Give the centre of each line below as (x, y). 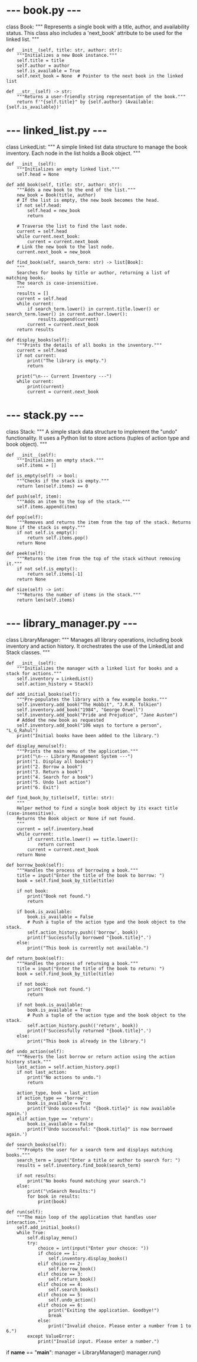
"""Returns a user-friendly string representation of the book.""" (101, 96)
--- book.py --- (44, 10)
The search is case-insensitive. (58, 283)
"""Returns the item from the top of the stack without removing (99, 559)
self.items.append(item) (47, 506)
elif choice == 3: (60, 1274)
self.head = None (38, 174)
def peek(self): (26, 553)
